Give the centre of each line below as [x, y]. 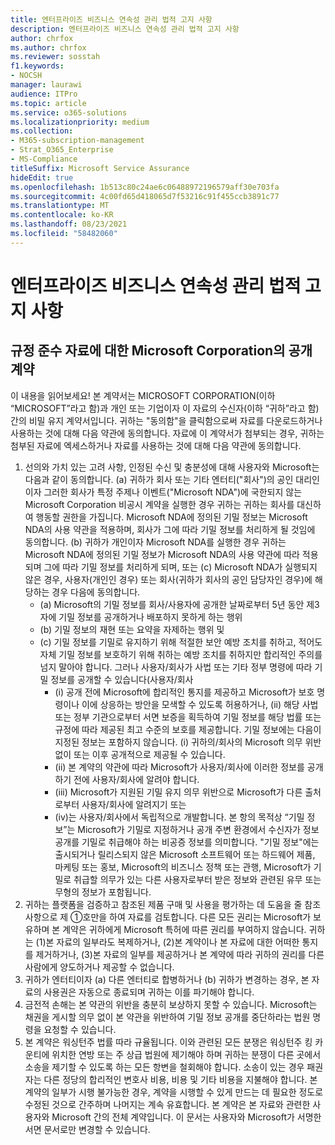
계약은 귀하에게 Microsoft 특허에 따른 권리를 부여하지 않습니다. [184, 929]
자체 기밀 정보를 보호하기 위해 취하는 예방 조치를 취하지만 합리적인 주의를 [181, 654]
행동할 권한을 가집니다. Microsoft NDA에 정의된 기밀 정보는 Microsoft [171, 517]
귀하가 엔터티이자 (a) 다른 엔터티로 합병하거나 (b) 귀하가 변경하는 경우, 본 [167, 979]
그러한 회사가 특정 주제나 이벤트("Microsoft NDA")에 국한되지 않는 [173, 492]
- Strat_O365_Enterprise [62, 150]
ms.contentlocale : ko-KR [62, 215]
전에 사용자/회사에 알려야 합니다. [136, 779]
